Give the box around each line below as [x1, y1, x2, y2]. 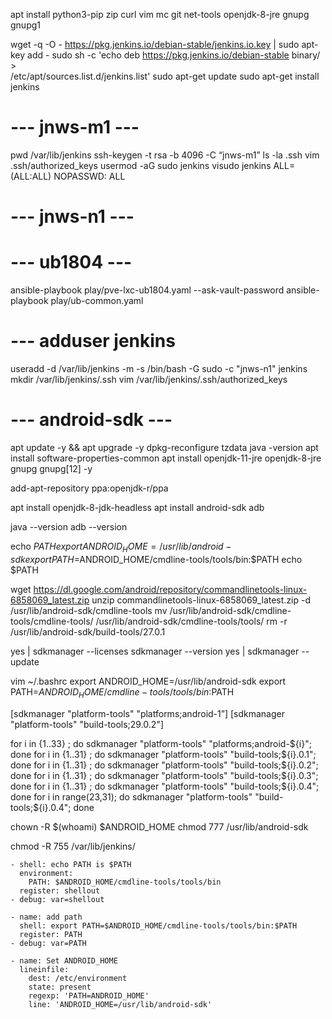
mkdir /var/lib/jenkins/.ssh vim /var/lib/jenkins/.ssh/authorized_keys [10, 374, 288, 385]
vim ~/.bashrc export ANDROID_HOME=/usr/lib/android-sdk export [10, 675, 287, 687]
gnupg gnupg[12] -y [10, 462, 93, 474]
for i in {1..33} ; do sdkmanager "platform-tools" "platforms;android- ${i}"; [10, 737, 312, 749]
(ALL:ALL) [10, 170, 52, 182]
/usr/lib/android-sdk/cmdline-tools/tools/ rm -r [95, 615, 288, 627]
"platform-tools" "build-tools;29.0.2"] [10, 718, 165, 730]
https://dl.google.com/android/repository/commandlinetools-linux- [33, 583, 308, 595]
